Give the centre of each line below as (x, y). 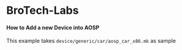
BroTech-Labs (43, 11)
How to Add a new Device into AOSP (53, 27)
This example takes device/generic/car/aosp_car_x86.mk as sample (91, 41)
